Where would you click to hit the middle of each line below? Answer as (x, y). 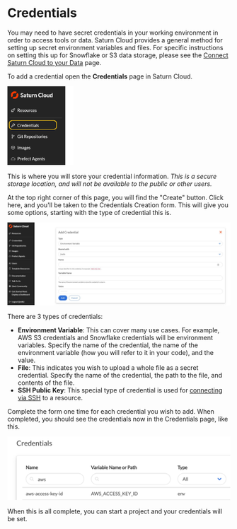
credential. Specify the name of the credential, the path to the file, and (120, 375)
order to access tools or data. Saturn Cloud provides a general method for (115, 40)
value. (27, 360)
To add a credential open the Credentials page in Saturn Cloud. (100, 76)
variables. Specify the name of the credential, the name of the (108, 345)
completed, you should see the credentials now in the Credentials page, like (118, 419)
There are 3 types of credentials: (55, 316)
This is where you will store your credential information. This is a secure (112, 176)
